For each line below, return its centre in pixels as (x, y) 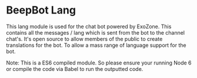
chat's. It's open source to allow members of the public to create (84, 39)
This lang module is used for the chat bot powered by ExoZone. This (89, 26)
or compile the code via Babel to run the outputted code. (75, 69)
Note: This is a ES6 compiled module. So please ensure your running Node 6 (99, 63)
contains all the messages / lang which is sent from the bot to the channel (96, 32)
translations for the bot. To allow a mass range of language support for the (96, 45)
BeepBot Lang (41, 10)
